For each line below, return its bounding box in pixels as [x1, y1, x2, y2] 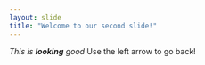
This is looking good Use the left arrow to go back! [9, 45, 196, 56]
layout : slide [9, 12, 62, 22]
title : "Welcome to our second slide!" [9, 21, 158, 30]
